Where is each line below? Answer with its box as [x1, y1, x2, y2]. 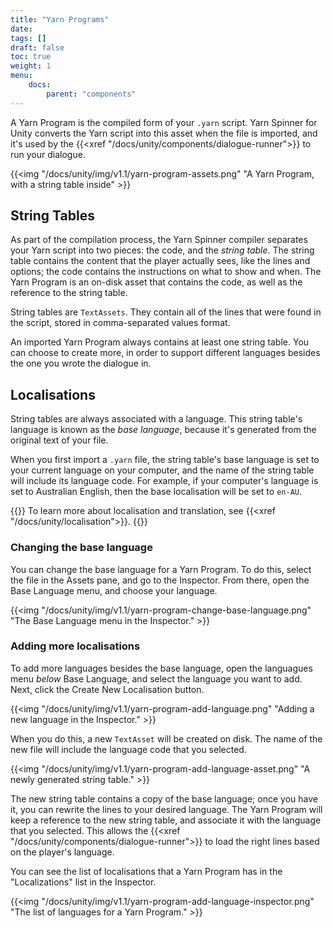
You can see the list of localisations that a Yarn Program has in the [10, 865, 283, 877]
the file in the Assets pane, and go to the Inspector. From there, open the [10, 574, 310, 586]
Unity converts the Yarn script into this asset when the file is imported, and [10, 127, 318, 139]
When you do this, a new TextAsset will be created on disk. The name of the [10, 732, 323, 745]
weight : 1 [10, 61, 52, 71]
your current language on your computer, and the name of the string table [10, 464, 315, 476]
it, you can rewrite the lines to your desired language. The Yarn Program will [10, 803, 323, 815]
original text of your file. [10, 434, 109, 446]
